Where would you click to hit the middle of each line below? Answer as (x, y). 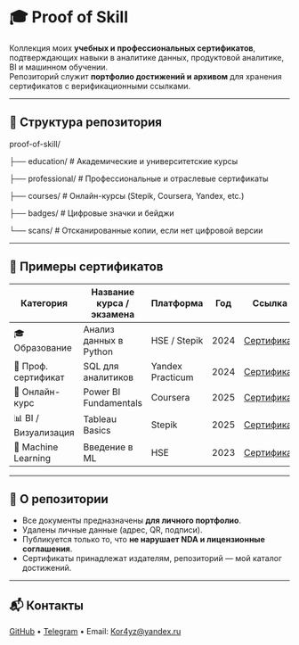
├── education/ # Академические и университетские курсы (124, 161)
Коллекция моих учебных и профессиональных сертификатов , (133, 48)
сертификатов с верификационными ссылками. (100, 86)
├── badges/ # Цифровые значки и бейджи (92, 213)
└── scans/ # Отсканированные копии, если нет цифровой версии (136, 230)
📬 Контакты (47, 605)
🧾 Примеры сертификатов (86, 267)
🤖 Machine (36, 447)
